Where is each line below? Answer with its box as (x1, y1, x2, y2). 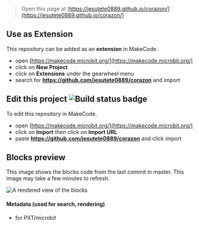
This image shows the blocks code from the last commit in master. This (6, 168, 184, 175)
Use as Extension (6, 29, 73, 39)
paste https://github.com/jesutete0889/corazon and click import (15, 135, 182, 142)
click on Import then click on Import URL (15, 128, 118, 135)
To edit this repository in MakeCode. (6, 110, 97, 117)
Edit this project (6, 94, 67, 104)
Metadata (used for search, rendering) (6, 200, 105, 208)
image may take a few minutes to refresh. (6, 175, 110, 182)
